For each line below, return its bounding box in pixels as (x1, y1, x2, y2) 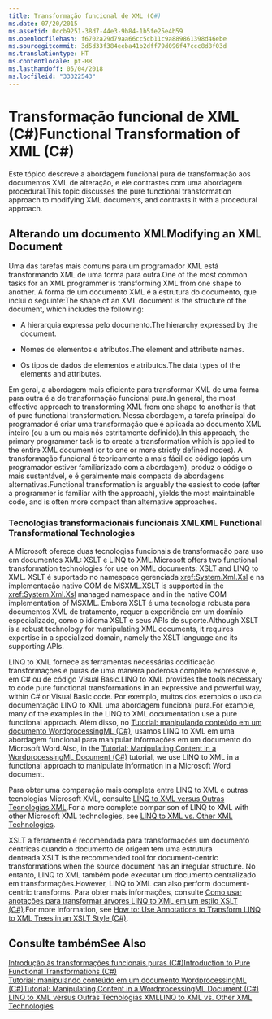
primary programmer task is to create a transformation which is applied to (8, 437, 256, 446)
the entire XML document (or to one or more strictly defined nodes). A (8, 445, 243, 455)
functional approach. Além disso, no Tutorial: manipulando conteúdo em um (8, 717, 262, 727)
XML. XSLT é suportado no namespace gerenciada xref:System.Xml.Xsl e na (8, 572, 265, 581)
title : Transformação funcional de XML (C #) (8, 11, 162, 20)
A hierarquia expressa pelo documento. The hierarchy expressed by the (19, 320, 258, 330)
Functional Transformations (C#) (8, 967, 118, 977)
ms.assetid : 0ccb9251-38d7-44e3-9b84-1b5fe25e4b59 (8, 27, 183, 35)
